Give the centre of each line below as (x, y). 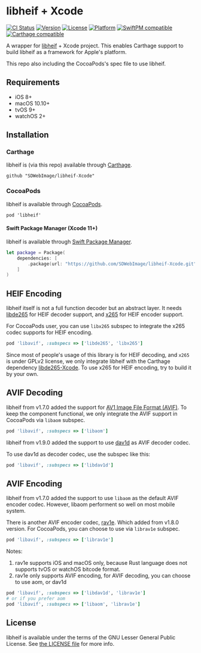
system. (16, 511)
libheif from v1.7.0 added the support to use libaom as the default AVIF (92, 498)
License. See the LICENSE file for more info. (60, 643)
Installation (28, 135)
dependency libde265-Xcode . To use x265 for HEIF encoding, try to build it (99, 368)
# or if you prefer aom (36, 599)
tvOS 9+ (25, 110)
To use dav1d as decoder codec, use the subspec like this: (78, 454)
